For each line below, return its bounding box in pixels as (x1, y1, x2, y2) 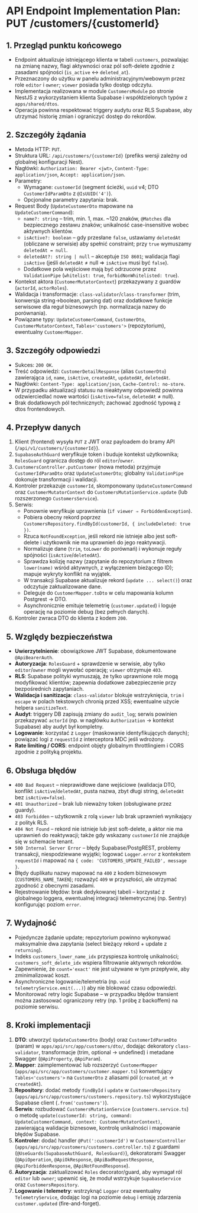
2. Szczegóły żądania (6, 130, 87, 140)
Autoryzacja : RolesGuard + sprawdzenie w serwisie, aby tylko (14, 660, 165, 668)
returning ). (14, 946, 43, 953)
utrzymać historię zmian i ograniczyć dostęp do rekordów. (14, 113, 157, 120)
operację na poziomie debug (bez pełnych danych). (23, 608, 150, 615)
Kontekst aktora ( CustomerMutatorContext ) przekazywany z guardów (14, 277, 181, 285)
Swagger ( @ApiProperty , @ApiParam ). (14, 1055, 102, 1062)
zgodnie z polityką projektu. (14, 748, 83, 755)
